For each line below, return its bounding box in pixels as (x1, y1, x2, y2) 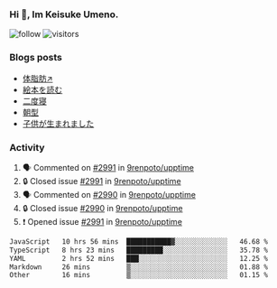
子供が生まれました (22, 117, 95, 129)
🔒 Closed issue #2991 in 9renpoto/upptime (22, 175, 182, 186)
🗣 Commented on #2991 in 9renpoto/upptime (22, 162, 194, 172)
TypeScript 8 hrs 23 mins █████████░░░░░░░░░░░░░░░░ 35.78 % (9, 246, 269, 255)
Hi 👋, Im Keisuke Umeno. (9, 8, 119, 21)
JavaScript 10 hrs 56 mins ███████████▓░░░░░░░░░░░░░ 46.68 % (9, 237, 269, 246)
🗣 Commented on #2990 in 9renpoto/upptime (22, 189, 197, 200)
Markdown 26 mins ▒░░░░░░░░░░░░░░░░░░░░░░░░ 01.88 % (9, 262, 269, 272)
